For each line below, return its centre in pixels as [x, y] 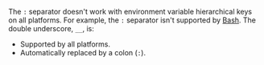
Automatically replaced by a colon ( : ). [83, 53]
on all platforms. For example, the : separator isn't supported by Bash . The [132, 20]
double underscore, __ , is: [51, 28]
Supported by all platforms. [65, 44]
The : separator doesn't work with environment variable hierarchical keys [130, 12]
